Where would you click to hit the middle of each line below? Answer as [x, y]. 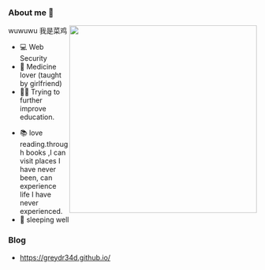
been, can [36, 178]
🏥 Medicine [38, 67]
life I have [35, 195]
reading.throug [44, 144]
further [31, 100]
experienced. [41, 212]
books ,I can [46, 152]
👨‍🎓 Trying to [40, 92]
